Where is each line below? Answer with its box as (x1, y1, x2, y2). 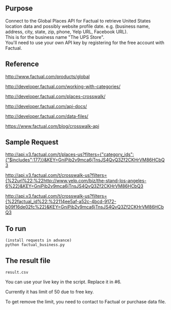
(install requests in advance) (5, 238, 72, 243)
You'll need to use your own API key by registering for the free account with (5, 39, 165, 46)
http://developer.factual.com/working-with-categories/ (5, 83, 121, 89)
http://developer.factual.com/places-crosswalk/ (5, 93, 106, 99)
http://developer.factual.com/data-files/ (5, 113, 88, 119)
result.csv (5, 270, 29, 275)
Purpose (5, 4, 33, 13)
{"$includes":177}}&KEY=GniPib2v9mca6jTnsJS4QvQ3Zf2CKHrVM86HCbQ (5, 157, 165, 163)
